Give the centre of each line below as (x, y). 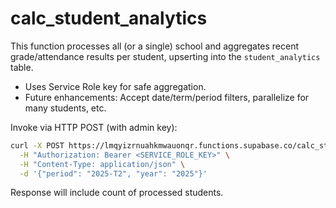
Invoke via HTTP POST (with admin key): (94, 127)
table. (22, 67)
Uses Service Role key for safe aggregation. (115, 86)
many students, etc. (65, 108)
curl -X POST (37, 145)
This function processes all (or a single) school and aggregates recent (155, 46)
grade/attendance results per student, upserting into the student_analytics (165, 56)
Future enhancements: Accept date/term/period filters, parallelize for (167, 97)
